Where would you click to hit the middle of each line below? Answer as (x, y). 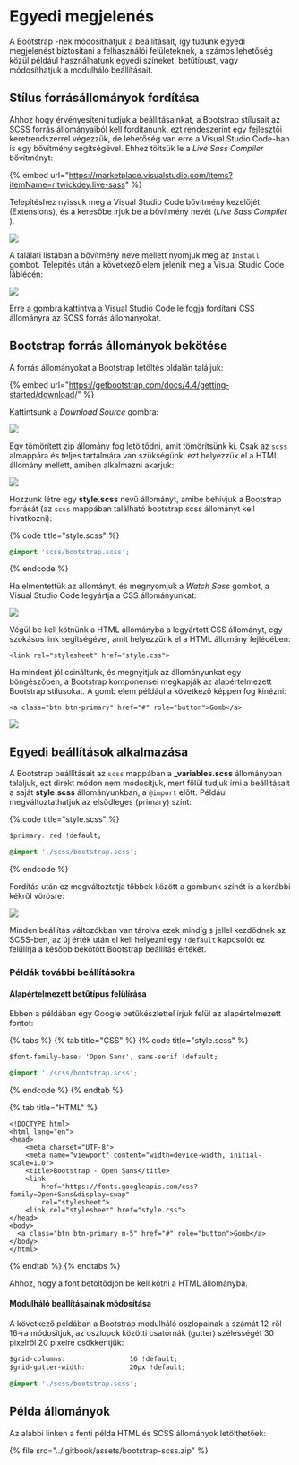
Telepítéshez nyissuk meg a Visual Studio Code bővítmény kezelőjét (135, 201)
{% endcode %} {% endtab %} (66, 1090)
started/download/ (43, 394)
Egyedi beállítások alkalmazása (99, 752)
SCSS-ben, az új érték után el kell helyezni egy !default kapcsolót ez (137, 939)
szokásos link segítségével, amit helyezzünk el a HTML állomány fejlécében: (150, 639)
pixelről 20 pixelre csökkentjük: (67, 1343)
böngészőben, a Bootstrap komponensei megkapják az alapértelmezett (141, 681)
